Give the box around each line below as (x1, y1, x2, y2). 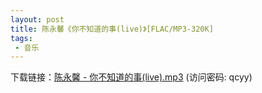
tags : (10, 33, 33, 43)
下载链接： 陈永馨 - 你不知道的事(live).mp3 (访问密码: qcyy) (10, 71, 253, 83)
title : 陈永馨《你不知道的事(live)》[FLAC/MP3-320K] (10, 24, 214, 34)
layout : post (10, 14, 65, 25)
